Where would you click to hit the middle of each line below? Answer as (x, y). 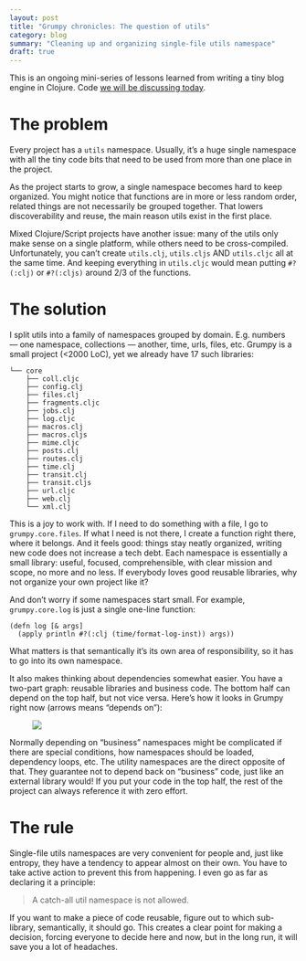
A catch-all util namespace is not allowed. (110, 900)
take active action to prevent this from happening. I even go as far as (139, 872)
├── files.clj (53, 395)
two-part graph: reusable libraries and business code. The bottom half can (150, 688)
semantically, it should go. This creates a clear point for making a (160, 927)
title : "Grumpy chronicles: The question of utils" (110, 26)
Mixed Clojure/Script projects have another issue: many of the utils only (144, 234)
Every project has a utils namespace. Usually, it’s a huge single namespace (153, 150)
